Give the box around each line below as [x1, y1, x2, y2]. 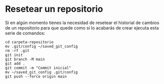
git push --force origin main [5, 74, 67, 79]
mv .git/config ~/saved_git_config [5, 44, 78, 49]
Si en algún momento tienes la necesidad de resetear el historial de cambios [5, 20, 160, 26]
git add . [5, 61, 26, 66]
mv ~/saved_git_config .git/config [5, 70, 78, 75]
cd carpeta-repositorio [5, 39, 54, 45]
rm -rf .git [5, 48, 29, 53]
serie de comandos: [5, 30, 46, 36]
